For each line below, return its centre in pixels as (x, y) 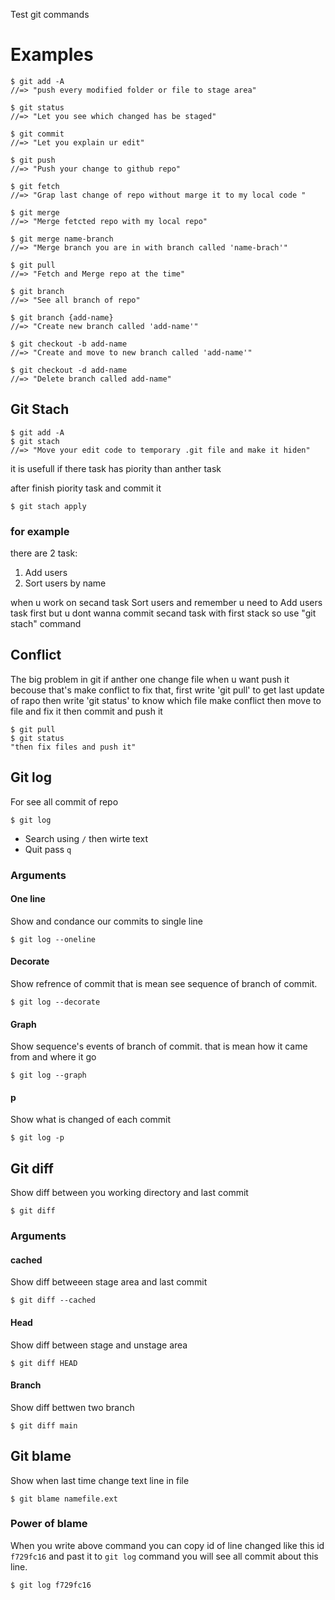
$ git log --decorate (55, 1002)
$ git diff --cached (53, 1300)
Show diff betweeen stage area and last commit (109, 1282)
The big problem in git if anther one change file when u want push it (150, 679)
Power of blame (49, 1524)
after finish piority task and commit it (86, 488)
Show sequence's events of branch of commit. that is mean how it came (159, 1046)
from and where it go (53, 1057)
